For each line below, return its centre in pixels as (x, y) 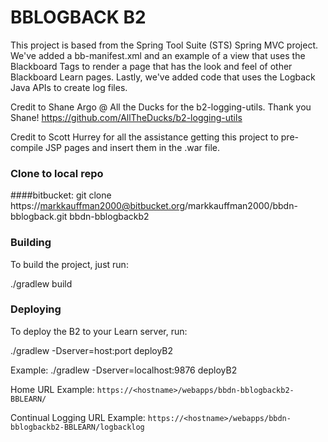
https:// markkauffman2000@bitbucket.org (97, 206)
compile (27, 147)
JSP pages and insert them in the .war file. (132, 147)
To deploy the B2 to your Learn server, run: (99, 331)
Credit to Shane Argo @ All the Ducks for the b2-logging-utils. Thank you (161, 107)
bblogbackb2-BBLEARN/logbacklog (77, 427)
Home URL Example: (52, 389)
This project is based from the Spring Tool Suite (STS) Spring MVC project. (164, 45)
